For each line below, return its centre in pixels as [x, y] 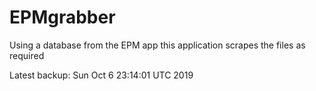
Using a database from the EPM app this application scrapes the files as [157, 45]
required [27, 55]
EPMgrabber [62, 17]
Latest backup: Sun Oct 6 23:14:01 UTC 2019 [101, 75]
